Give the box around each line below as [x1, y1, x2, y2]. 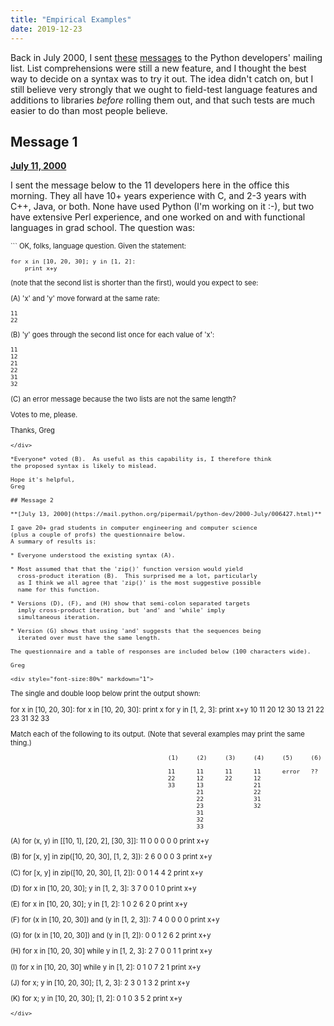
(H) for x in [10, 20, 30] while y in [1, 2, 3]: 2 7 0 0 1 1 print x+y [10, 946, 213, 956]
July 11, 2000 [10, 160, 67, 172]
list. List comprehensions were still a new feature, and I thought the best [10, 62, 307, 74]
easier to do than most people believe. [10, 104, 168, 116]
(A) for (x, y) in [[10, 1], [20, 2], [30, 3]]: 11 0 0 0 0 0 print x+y [10, 836, 210, 846]
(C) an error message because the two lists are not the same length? [10, 394, 237, 404]
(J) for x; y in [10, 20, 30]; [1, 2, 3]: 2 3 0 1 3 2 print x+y [10, 977, 190, 988]
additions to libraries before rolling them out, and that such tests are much [10, 94, 316, 106]
